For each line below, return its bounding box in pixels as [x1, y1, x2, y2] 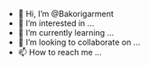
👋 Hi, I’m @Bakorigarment [17, 9, 115, 19]
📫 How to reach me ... [17, 47, 102, 57]
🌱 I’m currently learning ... [17, 28, 115, 37]
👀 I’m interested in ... [17, 18, 95, 29]
